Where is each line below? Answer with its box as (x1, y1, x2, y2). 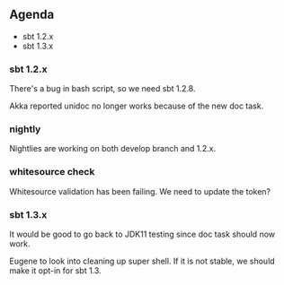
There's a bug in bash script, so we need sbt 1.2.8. (9, 83, 196, 94)
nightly (9, 123, 41, 135)
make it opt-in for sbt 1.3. (9, 265, 102, 276)
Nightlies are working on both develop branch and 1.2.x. (9, 143, 217, 154)
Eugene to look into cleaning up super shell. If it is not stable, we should (9, 255, 276, 266)
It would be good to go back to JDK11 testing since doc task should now (9, 229, 276, 239)
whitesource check (9, 166, 95, 178)
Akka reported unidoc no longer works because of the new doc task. (9, 100, 264, 111)
